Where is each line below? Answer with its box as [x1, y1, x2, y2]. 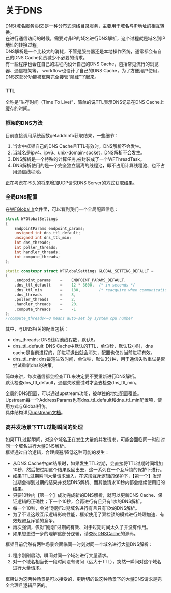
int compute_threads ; [14, 254, 60, 259]
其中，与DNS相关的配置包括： [5, 326, 69, 332]
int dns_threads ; [14, 240, 51, 246]
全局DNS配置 [5, 193, 38, 201]
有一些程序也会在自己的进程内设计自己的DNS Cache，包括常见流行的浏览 [5, 61, 159, 67]
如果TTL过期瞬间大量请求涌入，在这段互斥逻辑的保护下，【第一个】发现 [12, 473, 162, 479]
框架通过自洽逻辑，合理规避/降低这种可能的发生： [5, 449, 110, 455]
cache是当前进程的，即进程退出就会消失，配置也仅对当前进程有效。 [12, 349, 155, 356]
